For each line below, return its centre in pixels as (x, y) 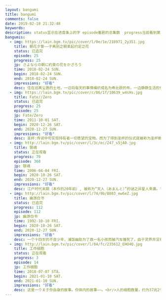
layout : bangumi (22, 10)
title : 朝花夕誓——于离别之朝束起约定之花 (52, 46)
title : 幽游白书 (29, 198)
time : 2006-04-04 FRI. (37, 171)
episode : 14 (26, 262)
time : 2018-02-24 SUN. (37, 70)
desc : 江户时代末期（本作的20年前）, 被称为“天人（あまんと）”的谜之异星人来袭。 (87, 189)
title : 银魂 (25, 148)
